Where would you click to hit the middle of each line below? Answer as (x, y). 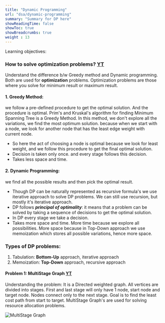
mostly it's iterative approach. (42, 202)
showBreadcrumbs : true (28, 33)
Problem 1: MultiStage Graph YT (39, 274)
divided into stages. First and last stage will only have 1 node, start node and (82, 290)
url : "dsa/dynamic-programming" (38, 14)
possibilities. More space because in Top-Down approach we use (79, 228)
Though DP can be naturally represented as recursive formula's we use (84, 191)
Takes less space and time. (40, 159)
